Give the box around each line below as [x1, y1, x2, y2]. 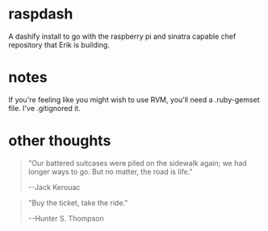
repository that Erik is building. [8, 39, 111, 49]
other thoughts [8, 132, 111, 150]
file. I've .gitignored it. [8, 103, 81, 113]
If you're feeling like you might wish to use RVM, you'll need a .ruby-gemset [8, 94, 260, 105]
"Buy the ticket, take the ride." [27, 198, 128, 208]
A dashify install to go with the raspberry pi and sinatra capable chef [8, 31, 237, 41]
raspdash [8, 5, 73, 23]
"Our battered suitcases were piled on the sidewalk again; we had [27, 158, 248, 167]
